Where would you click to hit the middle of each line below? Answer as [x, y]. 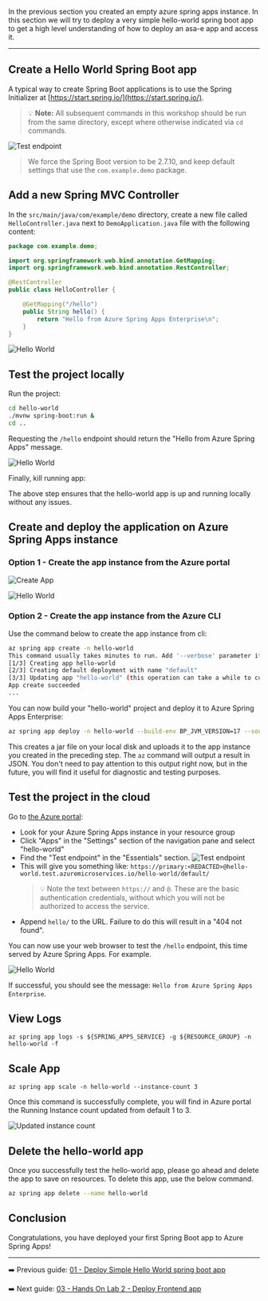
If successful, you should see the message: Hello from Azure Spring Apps [130, 985]
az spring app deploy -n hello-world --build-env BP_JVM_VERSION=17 [124, 731]
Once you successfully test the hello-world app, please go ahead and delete [134, 1171]
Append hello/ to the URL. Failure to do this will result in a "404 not [131, 921]
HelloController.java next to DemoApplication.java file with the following [129, 222]
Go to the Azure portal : [46, 816]
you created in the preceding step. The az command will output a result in [129, 755]
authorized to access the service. [95, 906]
